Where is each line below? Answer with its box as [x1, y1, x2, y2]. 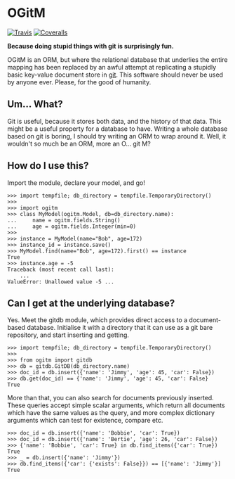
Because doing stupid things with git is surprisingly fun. [7, 41, 174, 50]
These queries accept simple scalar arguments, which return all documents [7, 401, 226, 409]
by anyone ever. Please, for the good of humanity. [7, 77, 152, 86]
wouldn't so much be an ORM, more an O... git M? [7, 139, 151, 148]
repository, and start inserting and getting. [7, 331, 130, 339]
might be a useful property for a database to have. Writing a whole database [7, 124, 228, 133]
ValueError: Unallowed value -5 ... [7, 278, 114, 286]
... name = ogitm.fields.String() [7, 217, 121, 224]
